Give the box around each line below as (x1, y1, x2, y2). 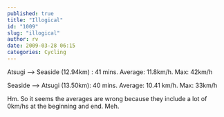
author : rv (7, 36, 39, 43)
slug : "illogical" (7, 29, 60, 37)
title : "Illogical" (7, 17, 64, 24)
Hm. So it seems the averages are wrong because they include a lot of (7, 94, 207, 102)
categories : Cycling (7, 49, 67, 56)
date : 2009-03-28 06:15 (7, 42, 76, 49)
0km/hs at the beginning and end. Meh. (7, 102, 120, 110)
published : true (7, 10, 54, 17)
